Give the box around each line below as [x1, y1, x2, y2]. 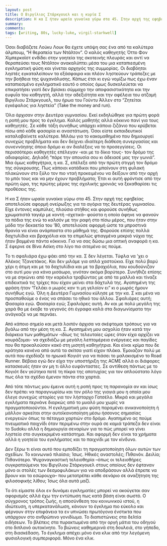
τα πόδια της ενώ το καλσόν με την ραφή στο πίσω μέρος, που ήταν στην [5, 217, 158, 223]
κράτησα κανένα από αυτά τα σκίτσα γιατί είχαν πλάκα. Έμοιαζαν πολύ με [5, 347, 161, 353]
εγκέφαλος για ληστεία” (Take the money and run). [5, 103, 112, 108]
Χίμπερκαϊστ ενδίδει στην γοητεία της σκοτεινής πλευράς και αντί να [5, 55, 150, 60]
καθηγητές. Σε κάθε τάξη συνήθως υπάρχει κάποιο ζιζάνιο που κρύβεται [5, 123, 157, 129]
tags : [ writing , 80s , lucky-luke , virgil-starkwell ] [5, 30, 117, 35]
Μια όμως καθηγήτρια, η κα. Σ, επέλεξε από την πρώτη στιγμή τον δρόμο [5, 160, 158, 165]
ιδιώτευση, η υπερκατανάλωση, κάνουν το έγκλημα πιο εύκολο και [5, 504, 144, 509]
